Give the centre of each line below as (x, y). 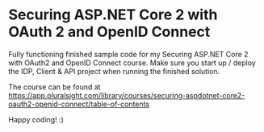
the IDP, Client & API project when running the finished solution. (114, 71)
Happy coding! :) (36, 119)
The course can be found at (54, 87)
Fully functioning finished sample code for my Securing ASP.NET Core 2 (128, 54)
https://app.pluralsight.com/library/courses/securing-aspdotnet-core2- (127, 95)
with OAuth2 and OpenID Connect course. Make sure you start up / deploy (132, 63)
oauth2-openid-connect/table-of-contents (79, 104)
